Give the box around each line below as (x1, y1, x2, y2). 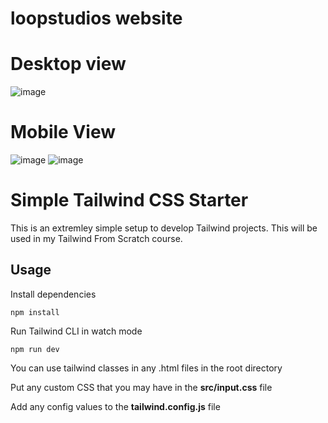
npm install (10, 307, 60, 317)
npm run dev (10, 344, 60, 354)
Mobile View (10, 121, 116, 144)
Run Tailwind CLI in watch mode (10, 325, 143, 337)
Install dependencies (10, 288, 97, 300)
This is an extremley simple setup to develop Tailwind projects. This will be (10, 222, 318, 234)
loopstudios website (10, 7, 183, 30)
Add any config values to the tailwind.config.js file (10, 400, 221, 412)
